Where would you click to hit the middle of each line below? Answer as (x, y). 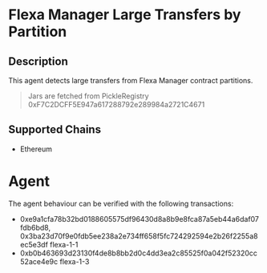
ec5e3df (34, 244)
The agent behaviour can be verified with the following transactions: (121, 203)
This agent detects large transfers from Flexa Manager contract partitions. (131, 80)
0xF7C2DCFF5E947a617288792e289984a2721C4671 (116, 104)
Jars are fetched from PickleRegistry (89, 96)
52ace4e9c (39, 261)
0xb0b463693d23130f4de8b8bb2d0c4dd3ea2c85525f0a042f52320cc (139, 253)
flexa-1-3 (75, 261)
